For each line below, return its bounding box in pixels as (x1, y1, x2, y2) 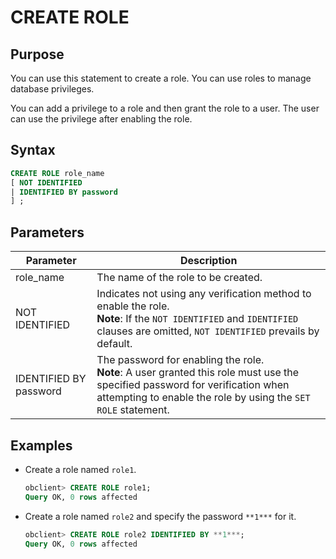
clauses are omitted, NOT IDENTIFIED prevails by (96, 324, 320, 338)
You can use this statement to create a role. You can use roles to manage (10, 72, 312, 84)
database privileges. (10, 83, 95, 95)
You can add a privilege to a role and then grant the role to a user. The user (10, 102, 320, 114)
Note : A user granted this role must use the (96, 366, 300, 380)
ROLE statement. (96, 403, 170, 417)
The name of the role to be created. (96, 271, 263, 285)
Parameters (10, 224, 85, 241)
